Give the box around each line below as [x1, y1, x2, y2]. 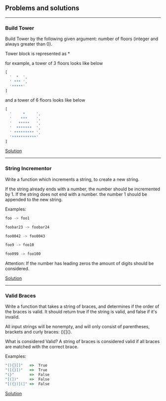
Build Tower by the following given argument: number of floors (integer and [5, 36, 159, 42]
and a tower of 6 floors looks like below [5, 97, 85, 103]
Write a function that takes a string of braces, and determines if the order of [5, 303, 160, 309]
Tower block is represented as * [5, 51, 70, 57]
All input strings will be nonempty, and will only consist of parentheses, [5, 324, 150, 330]
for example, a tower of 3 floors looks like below [5, 60, 103, 66]
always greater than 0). [5, 41, 53, 47]
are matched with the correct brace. [5, 344, 79, 350]
